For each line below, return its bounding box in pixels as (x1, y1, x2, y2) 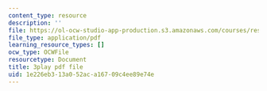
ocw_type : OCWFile (8, 48, 69, 56)
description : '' (8, 19, 62, 27)
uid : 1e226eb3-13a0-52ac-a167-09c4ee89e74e (8, 70, 155, 78)
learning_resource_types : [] (8, 41, 105, 49)
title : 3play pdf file (8, 63, 83, 71)
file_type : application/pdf (8, 33, 102, 42)
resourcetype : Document (8, 56, 87, 64)
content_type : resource (8, 11, 87, 20)
